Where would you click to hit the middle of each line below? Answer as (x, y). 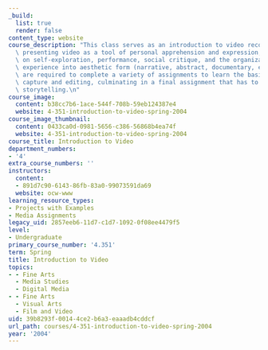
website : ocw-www (44, 193)
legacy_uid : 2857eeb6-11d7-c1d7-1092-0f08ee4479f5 (94, 223)
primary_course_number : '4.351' (62, 245)
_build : (21, 16)
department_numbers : (43, 149)
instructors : (30, 171)
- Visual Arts (39, 304)
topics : (21, 267)
